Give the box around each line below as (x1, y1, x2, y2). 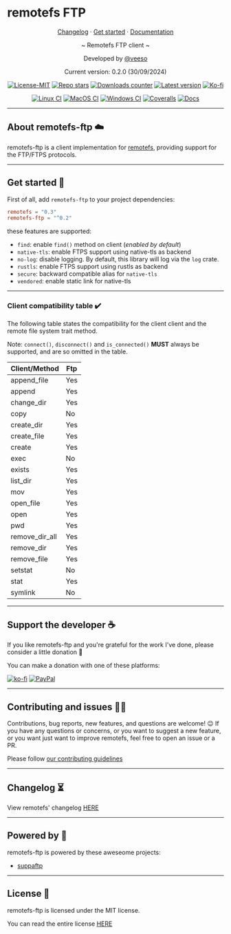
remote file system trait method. (7, 327, 98, 335)
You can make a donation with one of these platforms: (7, 662, 160, 670)
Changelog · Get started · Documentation (57, 28, 174, 36)
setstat (10, 565, 33, 575)
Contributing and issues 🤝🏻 (7, 701, 127, 713)
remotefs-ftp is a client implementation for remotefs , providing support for (7, 143, 217, 151)
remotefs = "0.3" (7, 208, 57, 215)
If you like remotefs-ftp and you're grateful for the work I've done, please (7, 641, 214, 649)
